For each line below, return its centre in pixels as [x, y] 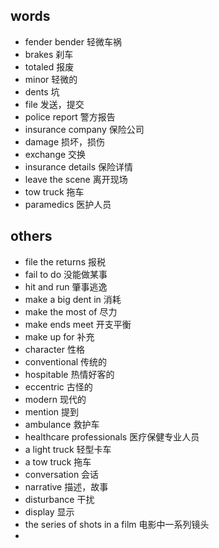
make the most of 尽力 [71, 311]
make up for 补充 [59, 336]
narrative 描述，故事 [66, 486]
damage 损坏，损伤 [65, 141]
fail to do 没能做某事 [66, 274]
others [31, 236]
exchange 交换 [55, 154]
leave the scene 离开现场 [76, 179]
